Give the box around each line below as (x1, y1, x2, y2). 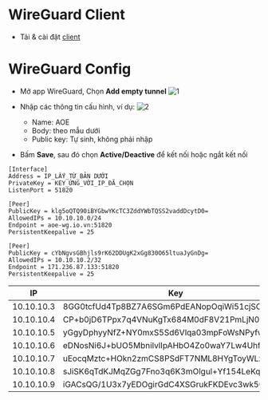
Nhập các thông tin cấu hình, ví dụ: (19, 101, 136, 111)
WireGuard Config (8, 60, 132, 78)
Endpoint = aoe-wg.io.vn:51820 (8, 221, 112, 229)
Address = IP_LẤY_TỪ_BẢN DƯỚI (8, 172, 109, 180)
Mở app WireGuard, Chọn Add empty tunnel (19, 86, 167, 96)
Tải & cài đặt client (19, 32, 81, 42)
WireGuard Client (8, 6, 125, 24)
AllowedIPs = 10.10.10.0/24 (8, 214, 102, 222)
